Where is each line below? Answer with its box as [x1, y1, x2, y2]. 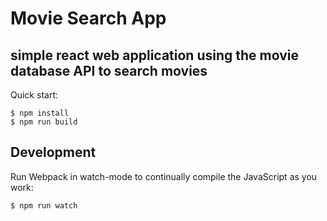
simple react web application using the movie [10, 47, 299, 64]
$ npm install [10, 108, 70, 118]
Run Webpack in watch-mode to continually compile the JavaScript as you [10, 170, 318, 182]
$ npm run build [10, 117, 78, 127]
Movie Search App [10, 7, 167, 30]
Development [10, 144, 97, 161]
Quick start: [10, 89, 58, 101]
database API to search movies [10, 62, 208, 79]
